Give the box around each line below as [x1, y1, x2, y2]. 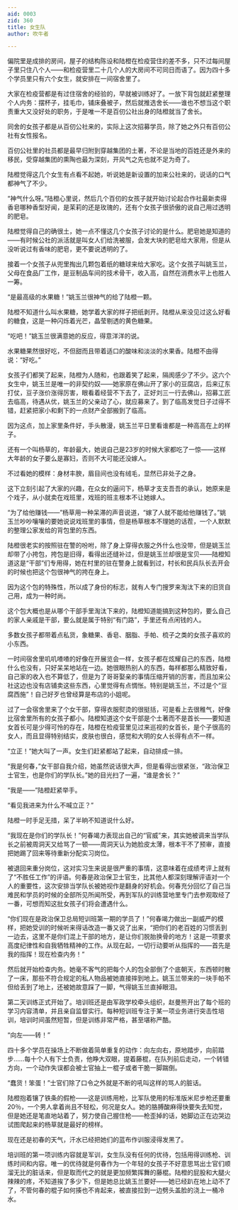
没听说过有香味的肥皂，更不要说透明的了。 [7, 245, 132, 253]
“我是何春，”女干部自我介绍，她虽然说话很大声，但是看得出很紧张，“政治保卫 [7, 762, 230, 771]
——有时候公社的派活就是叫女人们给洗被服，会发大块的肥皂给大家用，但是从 [7, 236, 231, 245]
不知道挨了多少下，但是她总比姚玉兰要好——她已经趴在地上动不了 [38, 1177, 231, 1186]
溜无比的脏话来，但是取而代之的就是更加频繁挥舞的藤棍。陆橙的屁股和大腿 [7, 1168, 225, 1177]
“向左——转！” [7, 1030, 51, 1040]
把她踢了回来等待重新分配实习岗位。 [7, 849, 113, 857]
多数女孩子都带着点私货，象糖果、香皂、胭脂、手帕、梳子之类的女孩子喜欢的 [7, 631, 231, 639]
